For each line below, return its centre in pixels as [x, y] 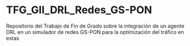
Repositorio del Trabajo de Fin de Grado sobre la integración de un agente [95, 26]
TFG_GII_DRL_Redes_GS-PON [79, 10]
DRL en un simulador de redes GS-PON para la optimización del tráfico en [95, 32]
